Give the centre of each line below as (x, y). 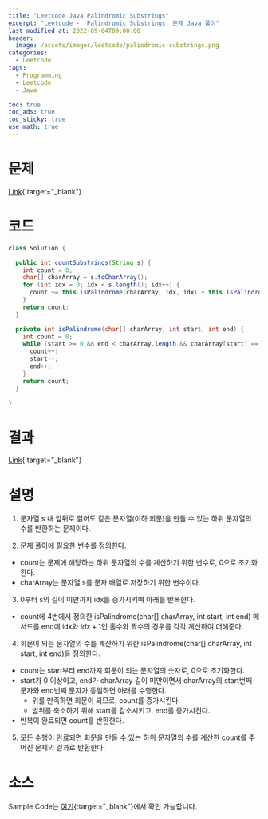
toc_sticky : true (37, 120)
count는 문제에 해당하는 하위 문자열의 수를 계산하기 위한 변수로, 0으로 (128, 563)
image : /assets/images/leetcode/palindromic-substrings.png (117, 46)
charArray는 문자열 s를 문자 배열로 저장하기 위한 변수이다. (110, 583)
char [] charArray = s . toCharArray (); (85, 278)
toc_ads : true (32, 112)
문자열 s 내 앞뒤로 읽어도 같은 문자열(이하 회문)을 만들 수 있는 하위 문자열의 (136, 519)
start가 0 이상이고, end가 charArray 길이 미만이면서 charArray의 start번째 (136, 681)
